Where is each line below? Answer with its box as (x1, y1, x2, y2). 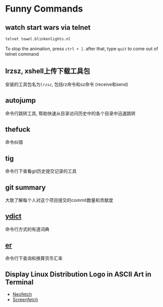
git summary (5, 183, 46, 192)
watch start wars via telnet (5, 23, 91, 32)
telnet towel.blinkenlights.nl (5, 36, 71, 41)
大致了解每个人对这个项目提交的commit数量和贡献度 (5, 197, 113, 203)
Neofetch (12, 291, 32, 297)
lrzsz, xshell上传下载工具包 (5, 67, 91, 76)
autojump (5, 96, 36, 105)
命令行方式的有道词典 (5, 226, 49, 232)
